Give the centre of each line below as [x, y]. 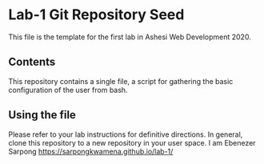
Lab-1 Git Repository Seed [96, 15]
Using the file [42, 115]
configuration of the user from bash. [68, 90]
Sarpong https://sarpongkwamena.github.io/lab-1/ [91, 151]
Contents [32, 62]
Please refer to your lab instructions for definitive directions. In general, [126, 134]
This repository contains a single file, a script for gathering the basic [121, 81]
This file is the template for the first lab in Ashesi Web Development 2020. [130, 37]
